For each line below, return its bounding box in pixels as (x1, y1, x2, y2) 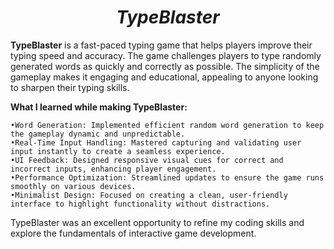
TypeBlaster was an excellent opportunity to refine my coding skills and (10, 216, 305, 228)
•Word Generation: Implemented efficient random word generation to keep (10, 120, 325, 130)
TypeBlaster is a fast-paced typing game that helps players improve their (10, 39, 313, 51)
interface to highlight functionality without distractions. (10, 199, 271, 209)
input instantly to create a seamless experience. (10, 146, 226, 156)
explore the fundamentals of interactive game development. (10, 227, 257, 239)
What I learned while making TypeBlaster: (10, 101, 188, 113)
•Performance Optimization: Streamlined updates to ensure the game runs (10, 172, 325, 183)
